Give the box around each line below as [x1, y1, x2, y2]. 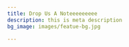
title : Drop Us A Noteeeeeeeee [7, 10, 98, 17]
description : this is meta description [7, 17, 123, 23]
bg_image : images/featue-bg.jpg [7, 23, 101, 30]
